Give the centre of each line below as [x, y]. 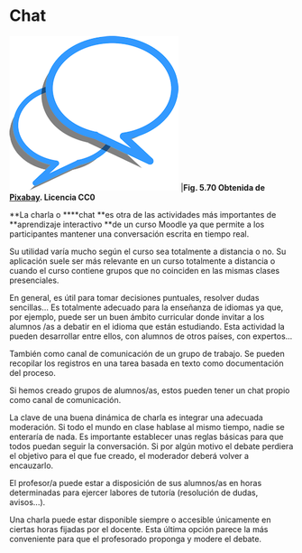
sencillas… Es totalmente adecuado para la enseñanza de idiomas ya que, [146, 307]
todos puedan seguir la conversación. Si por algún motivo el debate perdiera [151, 446]
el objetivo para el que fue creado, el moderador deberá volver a [129, 455]
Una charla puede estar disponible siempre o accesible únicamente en [141, 520]
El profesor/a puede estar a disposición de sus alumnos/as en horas [136, 483]
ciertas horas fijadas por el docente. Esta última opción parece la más [139, 529]
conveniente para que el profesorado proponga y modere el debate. [136, 539]
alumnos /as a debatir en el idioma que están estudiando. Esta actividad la [147, 326]
